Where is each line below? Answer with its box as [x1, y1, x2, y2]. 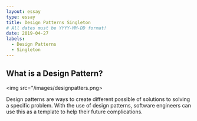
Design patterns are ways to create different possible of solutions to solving [6, 95, 191, 103]
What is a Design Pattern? [6, 69, 103, 79]
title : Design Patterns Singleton [6, 19, 91, 25]
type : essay [6, 14, 35, 20]
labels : [6, 36, 25, 42]
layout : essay [6, 8, 41, 15]
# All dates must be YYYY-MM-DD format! [6, 25, 107, 31]
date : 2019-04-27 [6, 31, 49, 36]
